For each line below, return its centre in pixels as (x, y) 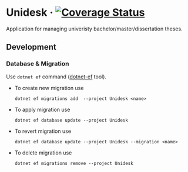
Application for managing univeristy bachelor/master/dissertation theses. (95, 29)
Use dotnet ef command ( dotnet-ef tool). (56, 77)
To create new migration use (49, 88)
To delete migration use (43, 153)
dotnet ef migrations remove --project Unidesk (74, 163)
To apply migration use (42, 109)
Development (31, 47)
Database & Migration (38, 64)
